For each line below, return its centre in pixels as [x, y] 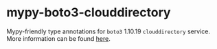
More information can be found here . [58, 38]
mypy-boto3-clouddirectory [89, 13]
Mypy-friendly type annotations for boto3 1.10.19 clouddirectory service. [108, 31]
